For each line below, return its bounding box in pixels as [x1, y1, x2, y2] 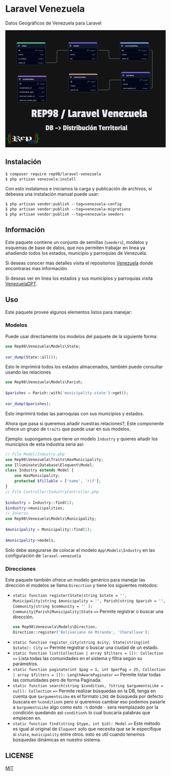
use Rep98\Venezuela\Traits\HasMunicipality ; [5, 457, 103, 462]
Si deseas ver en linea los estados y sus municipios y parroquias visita [5, 275, 153, 281]
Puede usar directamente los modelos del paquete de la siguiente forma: [5, 333, 158, 339]
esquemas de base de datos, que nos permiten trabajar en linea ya [5, 245, 146, 251]
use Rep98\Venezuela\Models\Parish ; [5, 380, 83, 385]
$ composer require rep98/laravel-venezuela [5, 172, 101, 177]
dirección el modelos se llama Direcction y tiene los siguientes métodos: [5, 583, 158, 589]
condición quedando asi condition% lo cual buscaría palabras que [12, 709, 151, 715]
